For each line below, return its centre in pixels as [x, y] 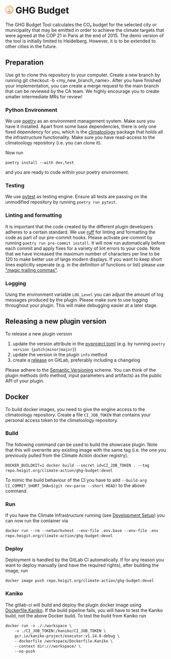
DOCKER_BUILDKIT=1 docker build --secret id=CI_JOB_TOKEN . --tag [77, 465]
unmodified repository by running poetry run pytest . [61, 202]
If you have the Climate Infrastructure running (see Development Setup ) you [85, 515]
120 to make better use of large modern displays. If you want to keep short [84, 259]
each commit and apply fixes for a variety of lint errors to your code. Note [83, 248]
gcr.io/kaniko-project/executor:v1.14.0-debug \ [67, 636]
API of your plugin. [25, 380]
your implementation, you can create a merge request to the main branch [82, 86]
